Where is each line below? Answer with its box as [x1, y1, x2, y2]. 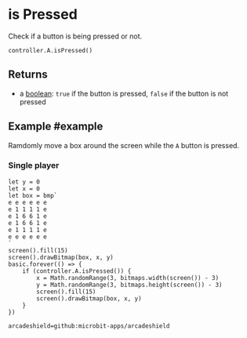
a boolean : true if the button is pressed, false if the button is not [19, 89, 229, 98]
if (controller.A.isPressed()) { [22, 267, 132, 275]
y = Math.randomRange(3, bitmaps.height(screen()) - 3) [36, 281, 223, 289]
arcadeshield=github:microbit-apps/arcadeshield [8, 322, 170, 330]
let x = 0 [8, 184, 41, 193]
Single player [8, 160, 60, 171]
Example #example [8, 120, 104, 133]
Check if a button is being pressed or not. [8, 31, 143, 41]
